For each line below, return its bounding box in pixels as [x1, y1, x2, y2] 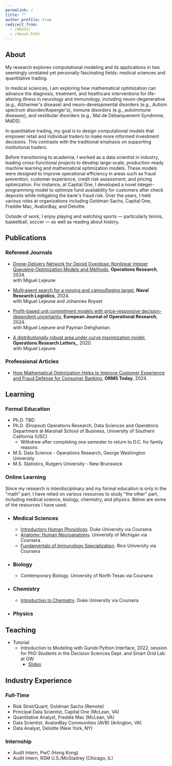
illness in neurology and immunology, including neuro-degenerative [22, 96, 165, 102]
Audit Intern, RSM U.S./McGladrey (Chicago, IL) [12, 755, 113, 761]
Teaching [5, 626, 36, 634]
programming [5, 187, 34, 193]
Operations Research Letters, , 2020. [12, 340, 92, 346]
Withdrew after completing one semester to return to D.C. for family [20, 439, 163, 445]
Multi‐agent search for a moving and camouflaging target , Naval [12, 287, 149, 293]
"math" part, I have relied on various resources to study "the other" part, [5, 490, 159, 497]
